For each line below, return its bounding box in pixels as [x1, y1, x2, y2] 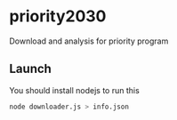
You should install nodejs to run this [9, 84, 140, 95]
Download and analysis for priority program [9, 36, 169, 46]
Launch [9, 61, 52, 76]
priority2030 [9, 6, 107, 27]
